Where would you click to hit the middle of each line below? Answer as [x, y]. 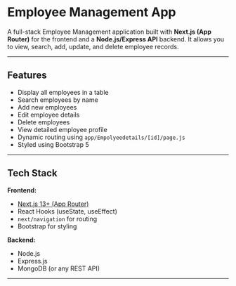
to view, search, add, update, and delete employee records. [93, 46]
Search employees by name [58, 100]
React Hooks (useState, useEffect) [67, 211]
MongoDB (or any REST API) [59, 268]
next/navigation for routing [57, 219]
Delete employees [44, 122]
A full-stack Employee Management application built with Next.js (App [110, 32]
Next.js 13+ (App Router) [53, 204]
